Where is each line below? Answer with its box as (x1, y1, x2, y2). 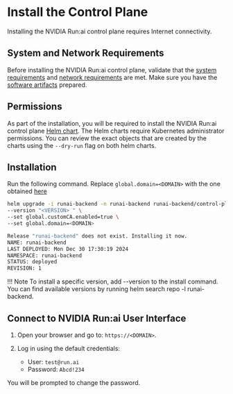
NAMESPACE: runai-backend (7, 252, 82, 259)
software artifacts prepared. (7, 81, 87, 89)
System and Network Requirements (7, 47, 164, 59)
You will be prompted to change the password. (7, 378, 141, 386)
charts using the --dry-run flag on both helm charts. (7, 141, 157, 149)
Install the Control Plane (7, 4, 148, 20)
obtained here (7, 187, 47, 195)
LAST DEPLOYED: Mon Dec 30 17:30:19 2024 (7, 245, 129, 252)
